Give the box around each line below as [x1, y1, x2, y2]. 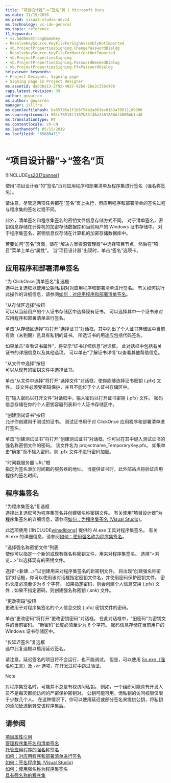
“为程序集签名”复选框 [5, 503, 50, 510]
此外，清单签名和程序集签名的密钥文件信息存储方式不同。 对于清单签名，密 [5, 217, 163, 223]
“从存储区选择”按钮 [5, 302, 45, 308]
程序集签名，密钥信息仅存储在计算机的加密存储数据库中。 [9, 230, 131, 236]
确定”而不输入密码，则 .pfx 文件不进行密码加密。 [12, 449, 114, 455]
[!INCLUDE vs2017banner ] [5, 172, 60, 178]
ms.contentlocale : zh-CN [5, 121, 58, 127]
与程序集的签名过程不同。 [5, 206, 59, 213]
